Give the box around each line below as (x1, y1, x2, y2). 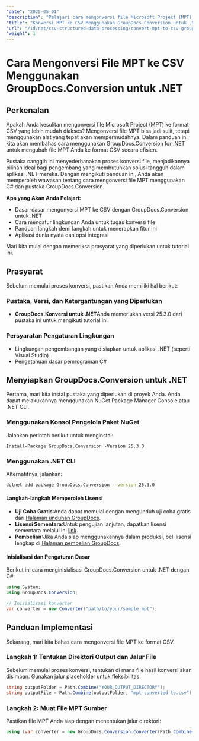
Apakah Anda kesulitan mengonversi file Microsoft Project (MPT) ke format (6, 121, 190, 128)
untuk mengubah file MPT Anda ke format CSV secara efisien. (6, 146, 158, 153)
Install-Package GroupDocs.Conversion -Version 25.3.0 (6, 443, 145, 449)
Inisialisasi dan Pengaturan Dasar (6, 553, 91, 560)
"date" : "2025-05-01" (6, 8, 60, 15)
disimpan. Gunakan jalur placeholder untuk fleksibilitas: (6, 673, 141, 680)
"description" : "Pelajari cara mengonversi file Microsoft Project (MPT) (6, 14, 192, 20)
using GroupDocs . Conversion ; (6, 589, 78, 596)
